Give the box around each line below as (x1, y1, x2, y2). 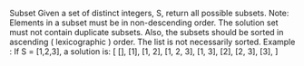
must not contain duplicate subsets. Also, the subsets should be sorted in (9, 27, 284, 37)
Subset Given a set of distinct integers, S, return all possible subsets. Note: (9, 8, 289, 18)
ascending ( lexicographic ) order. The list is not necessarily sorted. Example (9, 36, 296, 47)
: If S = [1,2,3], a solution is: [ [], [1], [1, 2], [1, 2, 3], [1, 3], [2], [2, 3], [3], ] (9, 46, 279, 57)
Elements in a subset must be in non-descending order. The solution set (9, 17, 279, 28)
